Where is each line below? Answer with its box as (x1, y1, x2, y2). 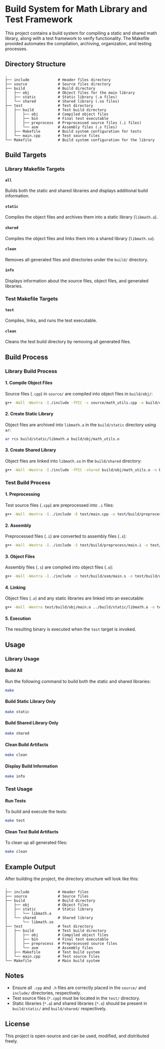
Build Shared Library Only (5, 720, 59, 726)
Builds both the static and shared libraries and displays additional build (5, 188, 148, 193)
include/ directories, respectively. (12, 990, 82, 995)
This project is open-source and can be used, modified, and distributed (5, 1033, 150, 1039)
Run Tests (5, 798, 26, 803)
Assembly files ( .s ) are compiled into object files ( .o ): (5, 564, 113, 570)
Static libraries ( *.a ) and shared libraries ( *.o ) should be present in (12, 1000, 147, 1006)
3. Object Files (5, 553, 35, 559)
